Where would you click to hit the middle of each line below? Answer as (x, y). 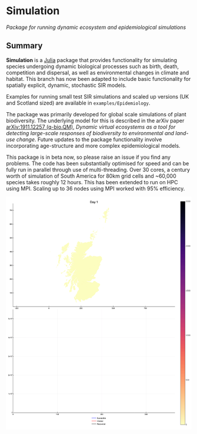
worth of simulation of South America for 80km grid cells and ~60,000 (91, 176)
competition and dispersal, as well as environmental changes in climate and (98, 73)
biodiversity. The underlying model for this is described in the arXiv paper (95, 120)
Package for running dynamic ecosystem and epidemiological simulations (96, 27)
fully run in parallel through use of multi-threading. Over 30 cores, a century (98, 169)
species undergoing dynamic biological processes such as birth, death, (93, 66)
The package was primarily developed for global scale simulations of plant (96, 114)
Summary (24, 46)
